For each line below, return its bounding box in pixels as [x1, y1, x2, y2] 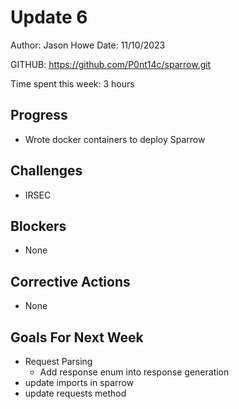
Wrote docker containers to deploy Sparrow [24, 133, 206, 145]
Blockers [10, 217, 67, 235]
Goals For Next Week [10, 329, 144, 346]
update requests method [24, 387, 127, 399]
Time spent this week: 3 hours [10, 77, 135, 90]
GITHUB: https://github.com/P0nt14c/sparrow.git [10, 58, 212, 70]
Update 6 [10, 6, 88, 29]
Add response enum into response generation [39, 366, 230, 378]
